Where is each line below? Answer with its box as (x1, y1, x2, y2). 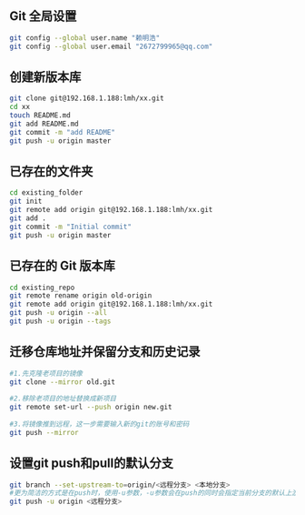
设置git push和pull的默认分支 (9, 456, 174, 471)
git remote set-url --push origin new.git (9, 403, 172, 412)
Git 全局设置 (9, 8, 77, 25)
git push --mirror (9, 428, 79, 437)
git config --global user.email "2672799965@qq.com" (9, 42, 213, 51)
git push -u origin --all (9, 308, 107, 318)
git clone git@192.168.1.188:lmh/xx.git (9, 94, 165, 103)
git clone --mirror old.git (9, 377, 116, 387)
